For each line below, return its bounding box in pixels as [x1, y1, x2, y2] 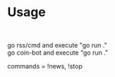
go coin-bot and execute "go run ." [7, 48, 109, 57]
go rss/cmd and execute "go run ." [7, 41, 107, 49]
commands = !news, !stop [7, 62, 83, 70]
